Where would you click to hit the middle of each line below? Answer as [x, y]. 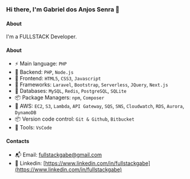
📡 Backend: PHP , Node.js [44, 72]
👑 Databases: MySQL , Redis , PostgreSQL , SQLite [70, 91]
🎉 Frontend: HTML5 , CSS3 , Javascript [58, 79]
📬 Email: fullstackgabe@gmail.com [58, 154]
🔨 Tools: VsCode [33, 128]
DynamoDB [25, 113]
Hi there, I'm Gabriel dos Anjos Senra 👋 [63, 9]
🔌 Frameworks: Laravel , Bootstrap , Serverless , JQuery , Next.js [91, 84]
